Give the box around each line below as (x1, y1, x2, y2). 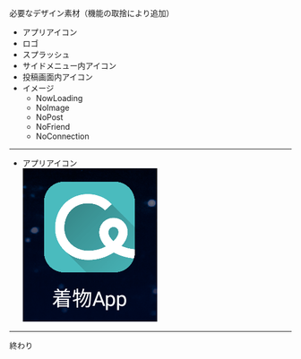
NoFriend (35, 122, 71, 132)
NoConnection (35, 131, 90, 141)
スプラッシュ (21, 49, 70, 60)
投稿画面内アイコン (21, 72, 94, 82)
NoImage (35, 102, 70, 113)
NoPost (35, 112, 64, 123)
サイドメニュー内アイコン (21, 61, 117, 71)
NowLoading (35, 93, 83, 103)
